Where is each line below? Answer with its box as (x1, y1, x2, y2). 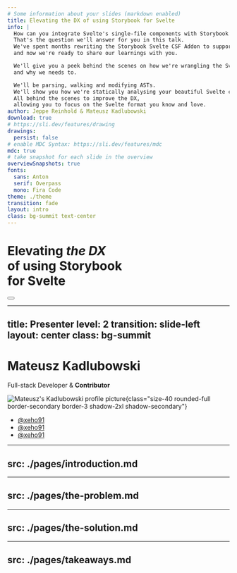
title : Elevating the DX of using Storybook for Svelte (7, 17, 175, 24)
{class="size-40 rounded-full (126, 395, 211, 403)
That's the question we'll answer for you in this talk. (13, 37, 185, 44)
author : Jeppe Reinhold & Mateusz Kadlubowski (7, 108, 147, 115)
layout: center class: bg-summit (7, 329, 152, 342)
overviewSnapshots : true (7, 160, 80, 168)
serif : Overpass (13, 180, 61, 187)
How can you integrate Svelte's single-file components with (13, 30, 197, 37)
